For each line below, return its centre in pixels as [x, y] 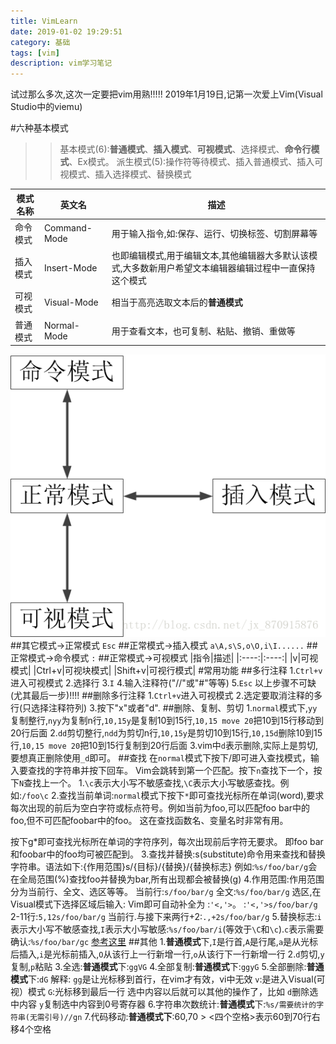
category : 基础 [40, 42]
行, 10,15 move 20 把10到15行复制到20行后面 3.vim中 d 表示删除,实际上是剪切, [164, 745]
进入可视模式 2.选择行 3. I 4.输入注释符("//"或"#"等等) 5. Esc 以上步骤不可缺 [163, 682]
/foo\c [35, 796]
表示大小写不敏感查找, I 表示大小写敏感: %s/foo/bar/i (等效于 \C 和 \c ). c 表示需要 [167, 929]
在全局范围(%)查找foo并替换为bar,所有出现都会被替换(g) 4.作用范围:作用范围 [167, 879]
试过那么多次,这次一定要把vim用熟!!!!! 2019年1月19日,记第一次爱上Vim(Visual [166, 94]
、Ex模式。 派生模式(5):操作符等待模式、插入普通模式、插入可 [196, 162]
